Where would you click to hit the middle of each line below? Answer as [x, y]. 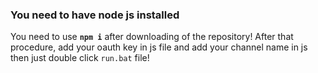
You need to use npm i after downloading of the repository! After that [152, 37]
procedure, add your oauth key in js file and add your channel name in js [159, 47]
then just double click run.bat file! [80, 58]
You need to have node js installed [95, 15]
